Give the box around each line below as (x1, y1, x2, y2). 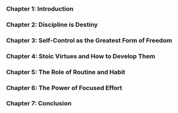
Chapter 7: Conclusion (6, 99, 72, 108)
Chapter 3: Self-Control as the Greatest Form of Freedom (6, 36, 173, 44)
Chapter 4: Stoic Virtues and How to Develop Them (6, 52, 156, 60)
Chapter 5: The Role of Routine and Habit (6, 68, 126, 76)
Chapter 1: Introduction (6, 5, 74, 13)
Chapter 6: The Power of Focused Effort (6, 84, 123, 92)
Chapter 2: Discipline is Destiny (6, 20, 98, 28)
